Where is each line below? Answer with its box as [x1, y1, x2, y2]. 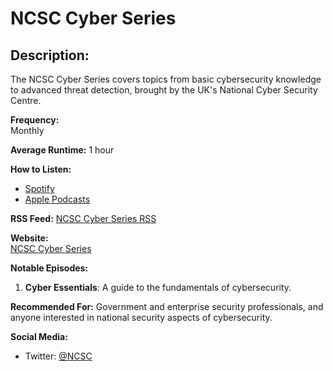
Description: [10, 47, 90, 64]
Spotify [24, 183, 55, 194]
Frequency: [10, 114, 60, 126]
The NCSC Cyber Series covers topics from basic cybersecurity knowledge [10, 73, 322, 85]
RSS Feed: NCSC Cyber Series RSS [10, 213, 157, 224]
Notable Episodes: [10, 262, 89, 274]
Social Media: [10, 331, 68, 342]
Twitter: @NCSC [24, 350, 93, 362]
